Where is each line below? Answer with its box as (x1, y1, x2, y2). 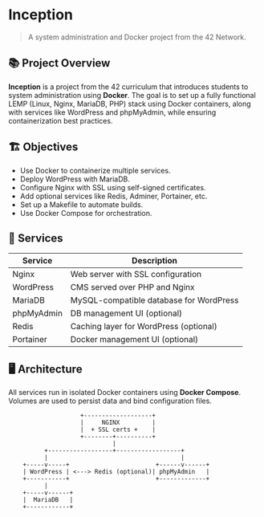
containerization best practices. (8, 116, 113, 125)
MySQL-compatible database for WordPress (70, 295, 239, 306)
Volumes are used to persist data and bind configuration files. (8, 396, 213, 406)
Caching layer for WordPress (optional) (70, 321, 218, 332)
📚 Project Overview (8, 56, 111, 70)
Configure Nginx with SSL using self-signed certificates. (19, 182, 206, 192)
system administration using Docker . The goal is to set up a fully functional (8, 90, 257, 100)
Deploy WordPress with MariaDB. (19, 174, 131, 184)
